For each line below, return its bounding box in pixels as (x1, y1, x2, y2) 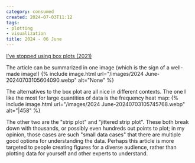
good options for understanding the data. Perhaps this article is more (6, 138, 174, 144)
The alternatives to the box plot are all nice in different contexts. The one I (6, 88, 186, 95)
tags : (6, 20, 19, 25)
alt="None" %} (77, 76, 114, 84)
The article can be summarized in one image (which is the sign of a (6, 64, 170, 71)
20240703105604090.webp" (6, 76, 77, 84)
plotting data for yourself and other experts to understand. (6, 150, 148, 157)
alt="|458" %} (6, 107, 41, 114)
